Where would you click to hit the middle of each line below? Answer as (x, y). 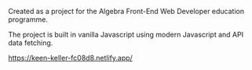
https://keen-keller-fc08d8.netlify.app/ (71, 58)
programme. (28, 19)
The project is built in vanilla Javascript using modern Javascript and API (126, 35)
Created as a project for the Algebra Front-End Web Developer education (126, 11)
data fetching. (31, 43)
